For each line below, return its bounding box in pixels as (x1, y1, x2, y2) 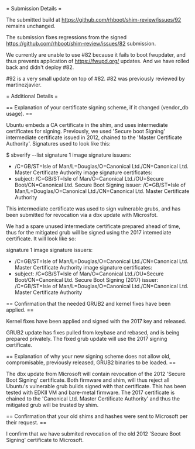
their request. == (6, 419, 47, 426)
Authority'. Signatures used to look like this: (6, 140, 111, 147)
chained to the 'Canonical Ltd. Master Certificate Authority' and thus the (6, 395, 180, 402)
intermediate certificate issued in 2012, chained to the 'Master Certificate (6, 134, 183, 141)
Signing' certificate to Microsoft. (6, 437, 84, 443)
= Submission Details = (6, 5, 62, 12)
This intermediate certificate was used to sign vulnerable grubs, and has (6, 205, 181, 212)
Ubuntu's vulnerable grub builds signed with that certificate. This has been (6, 383, 186, 389)
